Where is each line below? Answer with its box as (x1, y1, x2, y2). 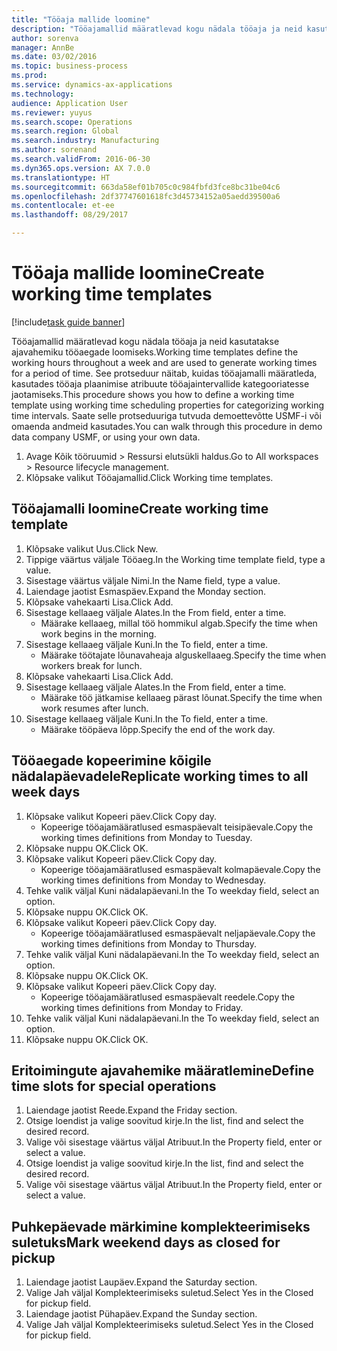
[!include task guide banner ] (11, 316, 126, 328)
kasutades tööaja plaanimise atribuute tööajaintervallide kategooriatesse (11, 377, 310, 390)
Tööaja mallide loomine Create (11, 262, 265, 285)
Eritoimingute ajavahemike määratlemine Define (11, 1062, 315, 1079)
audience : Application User (11, 98, 129, 108)
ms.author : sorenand (11, 145, 98, 155)
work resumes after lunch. (40, 702, 149, 714)
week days (11, 784, 81, 801)
